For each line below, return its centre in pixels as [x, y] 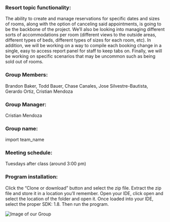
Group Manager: [26, 104]
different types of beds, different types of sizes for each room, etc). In [78, 40]
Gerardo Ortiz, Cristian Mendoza [39, 91]
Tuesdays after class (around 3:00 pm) [46, 164]
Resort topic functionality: [38, 8]
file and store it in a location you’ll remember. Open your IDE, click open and [84, 193]
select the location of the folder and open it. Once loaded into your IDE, [79, 199]
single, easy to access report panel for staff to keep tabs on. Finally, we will [84, 51]
